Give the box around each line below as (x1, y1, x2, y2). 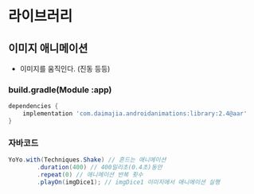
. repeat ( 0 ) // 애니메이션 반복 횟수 (37, 170, 143, 179)
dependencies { (8, 103, 59, 111)
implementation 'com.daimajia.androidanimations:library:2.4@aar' (22, 110, 248, 118)
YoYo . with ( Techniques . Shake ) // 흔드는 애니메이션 (8, 156, 166, 164)
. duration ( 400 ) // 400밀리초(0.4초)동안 (37, 164, 163, 172)
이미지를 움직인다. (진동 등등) (19, 64, 111, 73)
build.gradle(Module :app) (8, 84, 112, 95)
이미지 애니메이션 (8, 41, 88, 55)
